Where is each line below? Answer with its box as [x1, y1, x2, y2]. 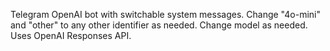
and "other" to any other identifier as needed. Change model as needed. [10, 19, 308, 31]
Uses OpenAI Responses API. [10, 30, 132, 41]
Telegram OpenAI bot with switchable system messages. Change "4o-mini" [10, 9, 321, 20]
